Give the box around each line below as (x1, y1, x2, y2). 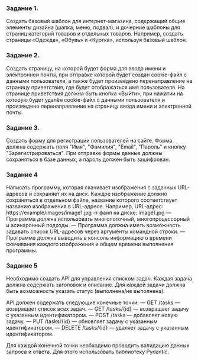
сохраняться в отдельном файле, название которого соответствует (6, 196, 177, 204)
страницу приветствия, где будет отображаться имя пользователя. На (6, 83, 185, 91)
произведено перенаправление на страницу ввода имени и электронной (6, 102, 192, 109)
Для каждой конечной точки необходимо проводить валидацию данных (6, 342, 190, 349)
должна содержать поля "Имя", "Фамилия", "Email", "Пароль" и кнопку (6, 143, 186, 150)
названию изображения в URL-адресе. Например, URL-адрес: (6, 203, 164, 210)
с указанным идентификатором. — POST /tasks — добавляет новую (6, 312, 178, 319)
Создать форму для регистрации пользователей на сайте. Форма (6, 137, 173, 144)
